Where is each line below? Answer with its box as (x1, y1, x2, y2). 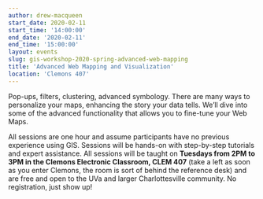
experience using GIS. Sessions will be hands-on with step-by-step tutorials (8, 140, 254, 149)
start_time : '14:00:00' (8, 26, 87, 34)
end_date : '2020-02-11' (8, 33, 87, 42)
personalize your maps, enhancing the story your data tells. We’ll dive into (8, 100, 248, 109)
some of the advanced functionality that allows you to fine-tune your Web (8, 108, 248, 118)
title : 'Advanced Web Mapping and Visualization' (8, 63, 175, 71)
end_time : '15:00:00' (8, 41, 80, 49)
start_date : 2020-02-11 (8, 19, 87, 27)
